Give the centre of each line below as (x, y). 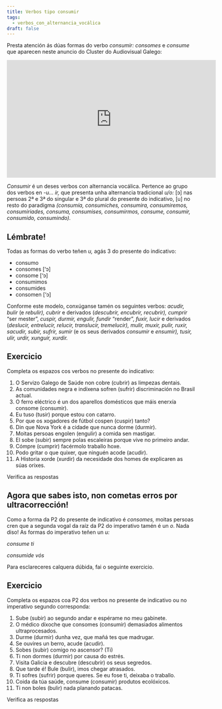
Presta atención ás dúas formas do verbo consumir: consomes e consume (98, 45)
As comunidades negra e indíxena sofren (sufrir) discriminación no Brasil (105, 389)
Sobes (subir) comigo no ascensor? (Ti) (64, 650)
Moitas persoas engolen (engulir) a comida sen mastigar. (85, 433)
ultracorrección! (38, 505)
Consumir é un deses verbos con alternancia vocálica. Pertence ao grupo (97, 187)
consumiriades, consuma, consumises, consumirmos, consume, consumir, (98, 212)
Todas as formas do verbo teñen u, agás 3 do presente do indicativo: (92, 251)
